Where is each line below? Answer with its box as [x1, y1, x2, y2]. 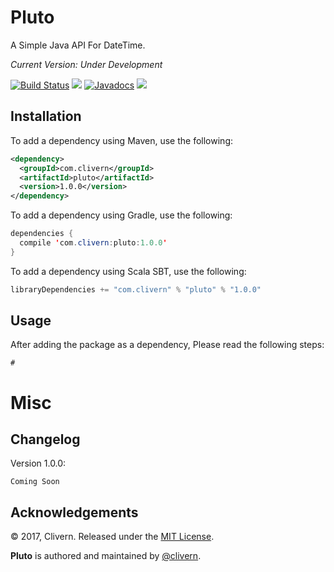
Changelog [10, 431, 81, 448]
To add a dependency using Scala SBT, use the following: [10, 265, 247, 277]
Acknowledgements [10, 504, 139, 521]
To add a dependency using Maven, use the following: [10, 134, 234, 146]
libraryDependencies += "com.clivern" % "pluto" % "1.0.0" [10, 284, 262, 295]
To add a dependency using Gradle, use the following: [10, 209, 233, 221]
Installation [10, 108, 82, 125]
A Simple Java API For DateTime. [10, 39, 146, 51]
